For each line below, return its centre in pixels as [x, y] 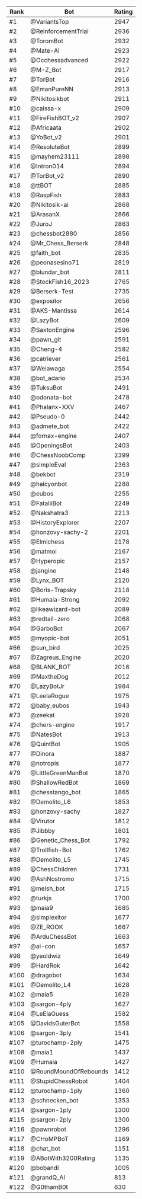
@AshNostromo [52, 879]
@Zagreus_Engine [56, 657]
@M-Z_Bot [46, 70]
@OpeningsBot [51, 445]
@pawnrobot [49, 1129]
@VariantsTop [50, 22]
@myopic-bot [50, 638]
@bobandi [45, 1168]
